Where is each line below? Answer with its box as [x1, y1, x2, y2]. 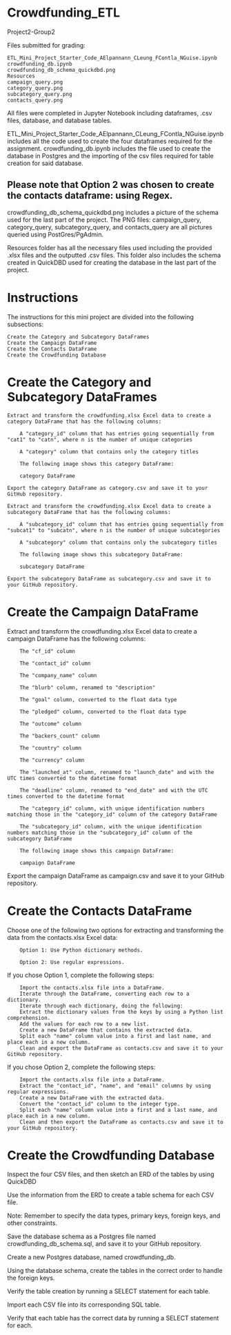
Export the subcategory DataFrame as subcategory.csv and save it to [7, 575, 212, 582]
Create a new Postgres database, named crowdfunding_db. [7, 1253, 176, 1262]
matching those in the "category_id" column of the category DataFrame [7, 811, 217, 818]
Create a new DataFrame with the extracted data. [19, 1094, 165, 1101]
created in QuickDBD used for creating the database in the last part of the [7, 258, 217, 267]
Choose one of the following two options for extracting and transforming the [7, 926, 224, 934]
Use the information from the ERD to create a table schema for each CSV [7, 1191, 214, 1200]
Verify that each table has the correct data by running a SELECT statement [7, 1314, 219, 1323]
